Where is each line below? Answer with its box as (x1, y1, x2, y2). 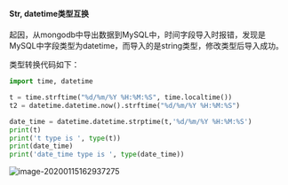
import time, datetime (9, 77, 93, 86)
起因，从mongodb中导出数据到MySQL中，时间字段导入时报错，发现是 (9, 29, 267, 40)
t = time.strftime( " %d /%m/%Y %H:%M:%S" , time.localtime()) (9, 93, 233, 102)
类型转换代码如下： (9, 59, 80, 70)
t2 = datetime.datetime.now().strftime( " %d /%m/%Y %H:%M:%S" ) (9, 101, 241, 110)
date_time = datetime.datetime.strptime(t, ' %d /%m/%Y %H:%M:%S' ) (9, 117, 252, 126)
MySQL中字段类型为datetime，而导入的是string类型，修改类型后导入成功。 (9, 41, 284, 51)
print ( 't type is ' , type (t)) (9, 134, 122, 143)
